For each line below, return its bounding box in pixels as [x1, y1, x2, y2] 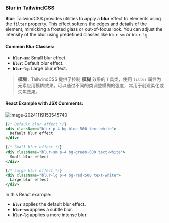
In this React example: [5, 192, 52, 198]
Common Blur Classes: [5, 43, 55, 49]
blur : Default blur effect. [12, 60, 64, 66]
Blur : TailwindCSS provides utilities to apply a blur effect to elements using [5, 16, 161, 22]
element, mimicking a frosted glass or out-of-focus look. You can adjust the [5, 26, 163, 32]
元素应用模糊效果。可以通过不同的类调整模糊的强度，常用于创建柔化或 [17, 82, 164, 88]
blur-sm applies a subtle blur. [12, 207, 73, 213]
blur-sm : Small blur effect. [12, 55, 67, 61]
